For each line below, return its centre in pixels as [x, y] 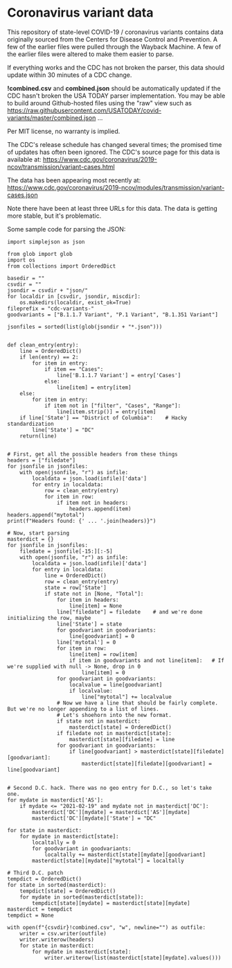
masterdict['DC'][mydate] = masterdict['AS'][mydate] [111, 812]
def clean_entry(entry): [43, 345]
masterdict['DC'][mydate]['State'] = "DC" [94, 818]
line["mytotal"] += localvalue [126, 697]
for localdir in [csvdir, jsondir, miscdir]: [74, 296]
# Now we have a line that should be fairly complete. [137, 703]
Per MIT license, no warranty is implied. [64, 131]
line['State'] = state [89, 624]
